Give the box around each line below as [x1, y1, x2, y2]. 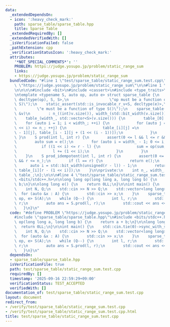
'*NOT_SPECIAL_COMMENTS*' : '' [14, 59, 78, 64]
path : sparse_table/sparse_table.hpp [14, 21, 94, 27]
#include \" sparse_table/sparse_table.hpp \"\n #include [14, 215, 133, 220]
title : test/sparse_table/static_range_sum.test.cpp [5, 314, 119, 319]
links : [14, 69, 28, 74]
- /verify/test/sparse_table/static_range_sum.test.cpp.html [5, 309, 137, 314]
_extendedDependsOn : [10, 12, 53, 17]
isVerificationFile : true [10, 262, 65, 267]
